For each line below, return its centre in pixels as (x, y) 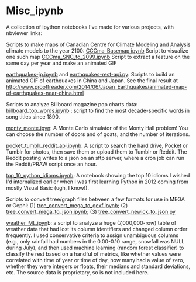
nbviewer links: (24, 33)
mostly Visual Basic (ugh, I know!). (48, 187)
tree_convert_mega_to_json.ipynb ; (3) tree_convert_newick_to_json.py (91, 211)
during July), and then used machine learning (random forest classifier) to (95, 248)
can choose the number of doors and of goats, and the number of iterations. (98, 134)
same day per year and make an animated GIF (61, 63)
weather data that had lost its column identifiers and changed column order (97, 229)
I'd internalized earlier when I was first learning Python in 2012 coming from (97, 182)
